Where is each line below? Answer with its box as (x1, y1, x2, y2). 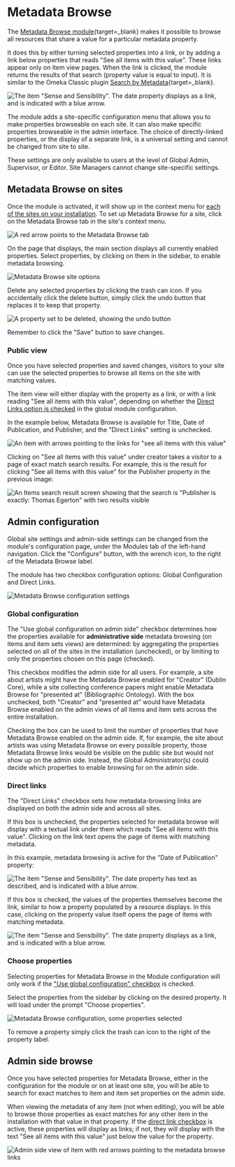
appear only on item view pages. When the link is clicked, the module (7, 63, 208, 71)
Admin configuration (7, 516, 99, 528)
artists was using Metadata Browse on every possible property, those (7, 741, 208, 750)
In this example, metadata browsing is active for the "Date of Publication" (7, 854, 218, 862)
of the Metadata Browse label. (7, 557, 94, 565)
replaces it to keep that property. (7, 301, 102, 309)
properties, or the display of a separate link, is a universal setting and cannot (7, 134, 228, 143)
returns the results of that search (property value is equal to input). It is (7, 71, 212, 79)
